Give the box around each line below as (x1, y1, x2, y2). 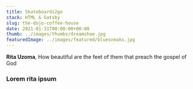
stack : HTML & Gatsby (6, 14, 61, 20)
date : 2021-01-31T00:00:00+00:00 (6, 25, 90, 32)
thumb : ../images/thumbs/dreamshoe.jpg (6, 31, 106, 37)
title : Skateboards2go (6, 8, 63, 15)
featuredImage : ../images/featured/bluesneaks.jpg (6, 37, 135, 43)
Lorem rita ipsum (6, 75, 57, 83)
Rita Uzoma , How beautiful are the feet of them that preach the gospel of (6, 54, 187, 60)
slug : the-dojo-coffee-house (6, 20, 79, 26)
